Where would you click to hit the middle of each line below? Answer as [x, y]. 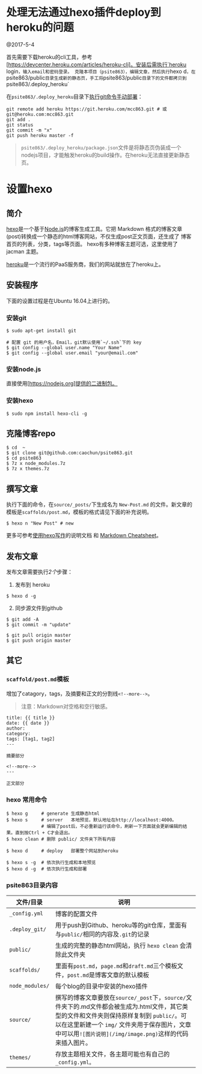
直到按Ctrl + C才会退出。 [44, 833]
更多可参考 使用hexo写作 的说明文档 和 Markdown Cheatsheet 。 [84, 535]
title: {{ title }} [31, 718]
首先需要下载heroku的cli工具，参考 [49, 57]
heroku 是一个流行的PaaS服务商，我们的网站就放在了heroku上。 [85, 264]
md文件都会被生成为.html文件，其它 [131, 1006]
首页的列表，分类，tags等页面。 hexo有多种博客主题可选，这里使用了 [92, 244]
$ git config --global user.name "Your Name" [64, 348]
